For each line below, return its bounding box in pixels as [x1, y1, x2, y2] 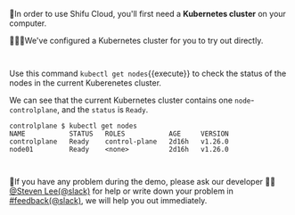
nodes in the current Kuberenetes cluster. [9, 78, 162, 88]
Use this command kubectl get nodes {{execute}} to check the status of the [9, 68, 287, 79]
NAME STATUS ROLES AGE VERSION [9, 129, 229, 138]
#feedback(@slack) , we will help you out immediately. [9, 195, 208, 205]
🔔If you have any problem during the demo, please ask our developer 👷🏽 [9, 177, 276, 186]
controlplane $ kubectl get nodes [9, 121, 138, 130]
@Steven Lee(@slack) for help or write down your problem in [9, 186, 234, 196]
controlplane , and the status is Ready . [9, 104, 149, 115]
